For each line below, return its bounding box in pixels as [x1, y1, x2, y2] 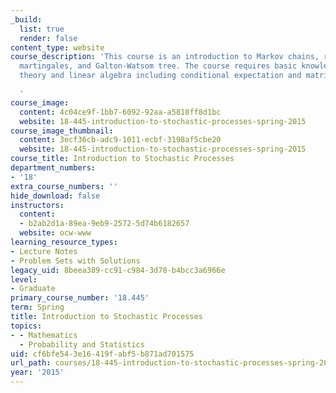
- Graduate [10, 284, 56, 294]
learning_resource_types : [10, 237, 118, 247]
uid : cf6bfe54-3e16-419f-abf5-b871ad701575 [10, 349, 195, 359]
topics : [10, 321, 43, 331]
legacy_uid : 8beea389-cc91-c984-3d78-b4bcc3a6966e [10, 265, 226, 275]
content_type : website [10, 42, 105, 53]
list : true [19, 24, 65, 34]
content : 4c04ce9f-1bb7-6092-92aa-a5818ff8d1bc [19, 107, 222, 117]
